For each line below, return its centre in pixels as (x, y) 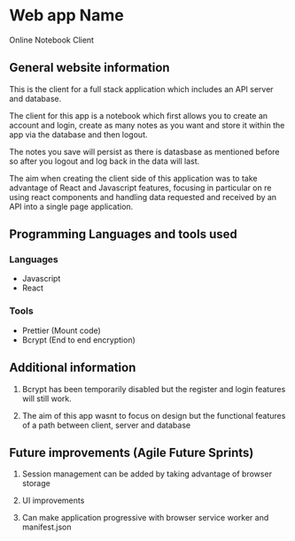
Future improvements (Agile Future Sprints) (132, 452)
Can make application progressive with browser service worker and (145, 518)
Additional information (73, 368)
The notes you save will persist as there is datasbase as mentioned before (144, 151)
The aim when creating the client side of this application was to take (133, 178)
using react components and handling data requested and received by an (143, 197)
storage (36, 483)
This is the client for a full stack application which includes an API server (141, 89)
